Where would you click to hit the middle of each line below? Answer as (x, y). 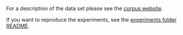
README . (18, 26)
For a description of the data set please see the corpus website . (85, 8)
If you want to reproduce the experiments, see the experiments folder (91, 20)
